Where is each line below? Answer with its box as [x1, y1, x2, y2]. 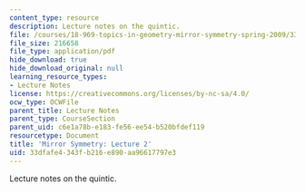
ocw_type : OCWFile [9, 97, 79, 107]
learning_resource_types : [9, 72, 107, 82]
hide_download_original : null [9, 64, 124, 73]
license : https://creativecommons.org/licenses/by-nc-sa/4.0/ [9, 89, 250, 98]
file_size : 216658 [9, 38, 79, 48]
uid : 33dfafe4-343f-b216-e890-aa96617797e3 [9, 148, 177, 157]
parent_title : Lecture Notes [9, 106, 120, 115]
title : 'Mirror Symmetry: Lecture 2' [9, 140, 152, 149]
